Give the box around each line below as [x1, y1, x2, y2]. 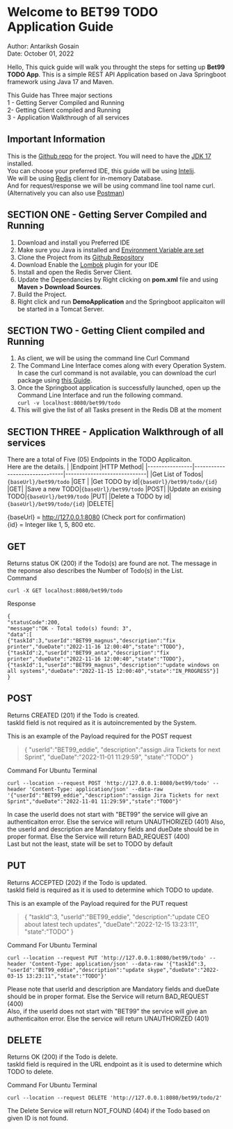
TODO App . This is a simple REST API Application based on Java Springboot [7, 70, 227, 79]
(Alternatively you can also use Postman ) [7, 188, 125, 197]
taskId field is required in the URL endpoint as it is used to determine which [7, 1060, 223, 1069]
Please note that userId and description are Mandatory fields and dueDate [7, 984, 220, 993]
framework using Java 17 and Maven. [7, 77, 114, 86]
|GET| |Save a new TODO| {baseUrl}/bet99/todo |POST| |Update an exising [7, 485, 221, 494]
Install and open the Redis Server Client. [17, 268, 133, 276]
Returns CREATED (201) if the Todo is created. [7, 710, 140, 720]
